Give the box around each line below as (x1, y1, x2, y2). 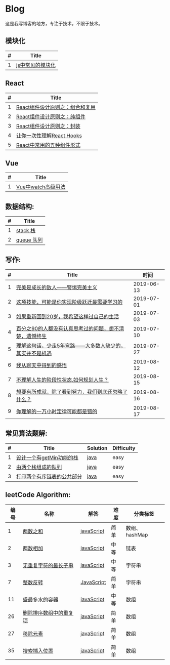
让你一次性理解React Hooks (16, 132, 82, 139)
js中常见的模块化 (16, 61, 56, 68)
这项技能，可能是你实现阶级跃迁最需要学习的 (16, 299, 123, 305)
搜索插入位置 (22, 647, 54, 654)
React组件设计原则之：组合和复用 (16, 103, 96, 110)
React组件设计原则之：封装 (16, 122, 81, 130)
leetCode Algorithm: (5, 490, 71, 499)
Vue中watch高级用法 (16, 183, 66, 190)
